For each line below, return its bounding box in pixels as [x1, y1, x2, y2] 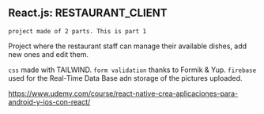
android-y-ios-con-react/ [8, 97, 91, 106]
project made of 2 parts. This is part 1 [8, 27, 147, 35]
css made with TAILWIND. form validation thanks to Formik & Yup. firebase [8, 65, 257, 74]
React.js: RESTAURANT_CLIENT [8, 6, 168, 20]
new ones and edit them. [8, 49, 89, 59]
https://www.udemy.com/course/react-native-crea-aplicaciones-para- [8, 89, 239, 98]
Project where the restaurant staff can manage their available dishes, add [8, 41, 247, 51]
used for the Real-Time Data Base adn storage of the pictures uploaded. [8, 73, 243, 82]
